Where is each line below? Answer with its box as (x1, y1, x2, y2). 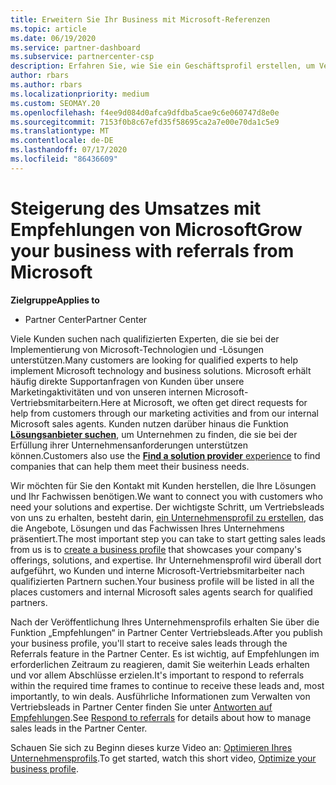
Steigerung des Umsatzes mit (10, 197, 262, 220)
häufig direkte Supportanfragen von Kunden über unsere (10, 375, 245, 387)
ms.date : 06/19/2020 (10, 33, 97, 43)
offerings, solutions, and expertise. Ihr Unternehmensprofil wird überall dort (10, 554, 322, 566)
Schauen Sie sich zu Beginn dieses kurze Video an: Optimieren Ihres (10, 741, 293, 753)
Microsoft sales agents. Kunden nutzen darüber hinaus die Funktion (10, 417, 289, 430)
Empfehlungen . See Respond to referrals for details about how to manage (10, 711, 312, 723)
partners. (10, 596, 48, 608)
